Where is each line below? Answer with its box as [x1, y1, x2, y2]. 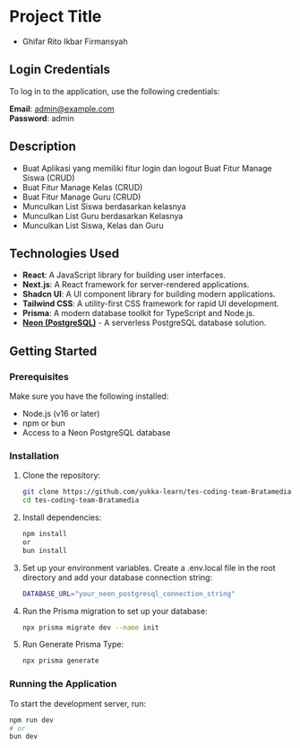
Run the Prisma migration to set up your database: [21, 605, 208, 616]
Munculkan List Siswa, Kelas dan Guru [21, 220, 164, 231]
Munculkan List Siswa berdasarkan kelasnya [21, 200, 186, 212]
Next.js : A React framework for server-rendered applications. [21, 279, 250, 290]
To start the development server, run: [9, 698, 146, 708]
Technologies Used [9, 245, 119, 261]
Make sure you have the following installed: [9, 391, 169, 401]
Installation [9, 449, 60, 462]
